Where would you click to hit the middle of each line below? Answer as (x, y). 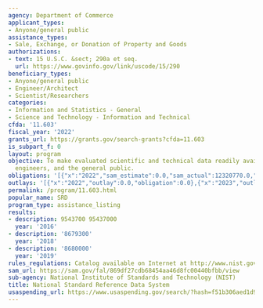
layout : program (34, 154)
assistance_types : (38, 37)
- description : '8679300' (50, 234)
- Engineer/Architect (43, 88)
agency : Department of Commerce (61, 15)
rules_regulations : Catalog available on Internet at (98, 263)
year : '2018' (36, 241)
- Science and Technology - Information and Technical (99, 118)
